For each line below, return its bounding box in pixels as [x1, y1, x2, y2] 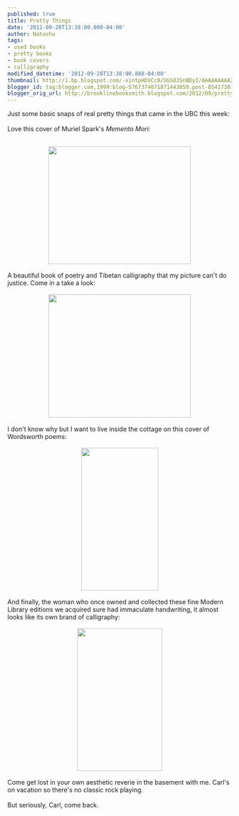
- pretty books [7, 51, 53, 58]
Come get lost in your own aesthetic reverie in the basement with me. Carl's [7, 778, 230, 787]
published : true [7, 10, 55, 18]
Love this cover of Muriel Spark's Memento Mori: [7, 125, 151, 133]
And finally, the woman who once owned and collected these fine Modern [7, 598, 224, 606]
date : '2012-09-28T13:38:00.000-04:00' [7, 24, 126, 31]
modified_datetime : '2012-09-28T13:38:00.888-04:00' [7, 70, 167, 77]
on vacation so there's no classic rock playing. [7, 785, 144, 795]
